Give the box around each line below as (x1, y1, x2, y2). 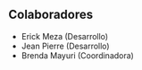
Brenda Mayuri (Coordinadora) (21, 49, 135, 61)
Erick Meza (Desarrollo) (21, 31, 109, 41)
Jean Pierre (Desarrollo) (21, 40, 110, 51)
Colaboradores (8, 7, 94, 22)
